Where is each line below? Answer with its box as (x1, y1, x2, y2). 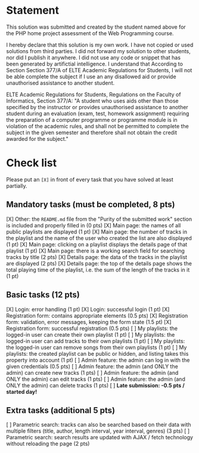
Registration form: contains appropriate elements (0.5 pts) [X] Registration (6, 312, 188, 319)
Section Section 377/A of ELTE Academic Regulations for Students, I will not (6, 66, 192, 73)
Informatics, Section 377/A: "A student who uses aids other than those (6, 97, 179, 104)
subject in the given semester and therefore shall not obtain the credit (6, 129, 178, 136)
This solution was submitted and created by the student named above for (6, 23, 186, 30)
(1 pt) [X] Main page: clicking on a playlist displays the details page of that (6, 241, 188, 248)
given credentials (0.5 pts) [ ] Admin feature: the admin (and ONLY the (6, 362, 179, 370)
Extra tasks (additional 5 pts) (6, 405, 115, 415)
